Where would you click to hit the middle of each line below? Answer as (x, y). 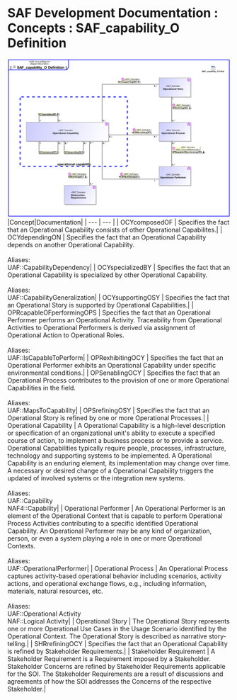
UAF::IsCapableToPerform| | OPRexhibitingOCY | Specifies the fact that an (116, 357)
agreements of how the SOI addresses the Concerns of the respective (110, 681)
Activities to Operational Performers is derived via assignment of (102, 327)
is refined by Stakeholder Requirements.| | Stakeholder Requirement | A (111, 651)
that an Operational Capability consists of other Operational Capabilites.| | (115, 230)
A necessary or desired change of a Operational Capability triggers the (111, 470)
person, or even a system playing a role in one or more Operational (105, 538)
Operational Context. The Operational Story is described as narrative (107, 636)
